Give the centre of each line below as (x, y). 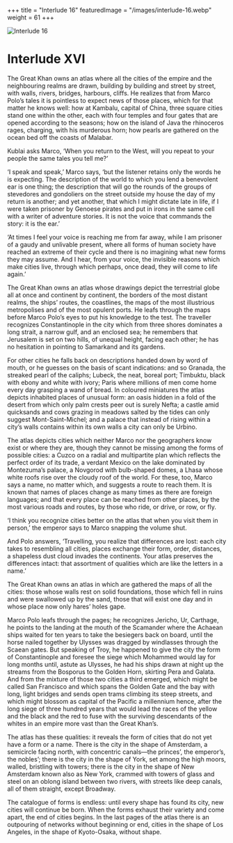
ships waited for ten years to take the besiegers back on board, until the (110, 635)
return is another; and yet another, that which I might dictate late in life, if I (113, 201)
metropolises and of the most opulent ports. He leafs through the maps (109, 310)
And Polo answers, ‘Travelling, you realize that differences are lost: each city (117, 541)
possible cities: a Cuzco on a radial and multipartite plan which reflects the (114, 455)
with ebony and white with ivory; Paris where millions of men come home (112, 382)
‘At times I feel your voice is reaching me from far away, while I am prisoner (115, 237)
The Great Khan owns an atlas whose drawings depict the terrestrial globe (114, 287)
